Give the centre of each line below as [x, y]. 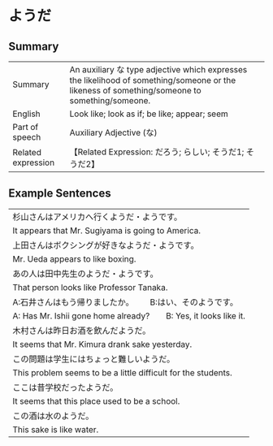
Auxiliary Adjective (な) [113, 132]
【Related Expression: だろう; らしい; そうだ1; [157, 152]
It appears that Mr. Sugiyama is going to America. [107, 230]
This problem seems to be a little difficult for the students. [123, 372]
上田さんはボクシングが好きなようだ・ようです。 [106, 245]
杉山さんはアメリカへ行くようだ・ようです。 [97, 217]
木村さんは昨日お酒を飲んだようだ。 [82, 331]
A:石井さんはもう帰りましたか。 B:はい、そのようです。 [125, 302]
